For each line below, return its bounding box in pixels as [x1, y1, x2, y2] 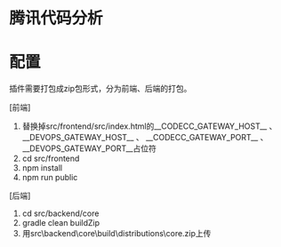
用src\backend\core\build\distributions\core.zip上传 [21, 228, 212, 239]
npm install [21, 163, 63, 173]
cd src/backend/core [21, 208, 100, 219]
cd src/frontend [21, 153, 80, 164]
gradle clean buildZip [21, 218, 100, 228]
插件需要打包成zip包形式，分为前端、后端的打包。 [9, 84, 192, 94]
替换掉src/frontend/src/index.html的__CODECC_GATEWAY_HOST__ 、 [21, 121, 277, 131]
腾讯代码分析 [9, 8, 104, 28]
